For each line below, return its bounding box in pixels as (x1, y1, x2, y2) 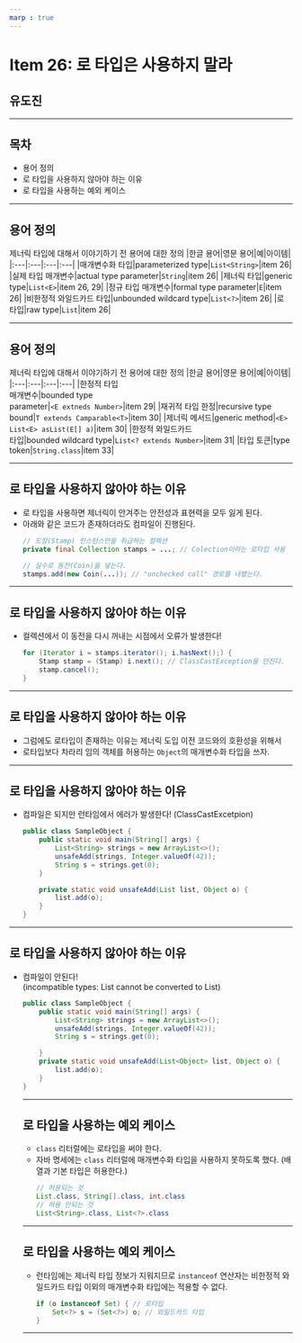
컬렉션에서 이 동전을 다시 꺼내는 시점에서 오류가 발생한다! (22, 631, 222, 642)
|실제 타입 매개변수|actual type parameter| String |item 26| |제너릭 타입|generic (9, 271, 293, 282)
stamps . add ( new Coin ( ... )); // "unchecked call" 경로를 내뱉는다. (22, 569, 263, 579)
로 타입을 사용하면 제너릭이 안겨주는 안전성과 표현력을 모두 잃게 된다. (22, 507, 262, 518)
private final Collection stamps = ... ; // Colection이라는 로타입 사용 (22, 545, 286, 554)
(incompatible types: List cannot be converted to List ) (22, 981, 221, 992)
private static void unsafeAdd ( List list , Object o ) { (39, 885, 249, 894)
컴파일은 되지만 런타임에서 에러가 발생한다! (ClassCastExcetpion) (22, 809, 253, 820)
